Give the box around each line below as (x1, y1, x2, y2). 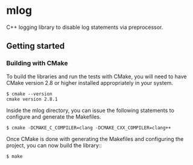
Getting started (6, 41, 65, 51)
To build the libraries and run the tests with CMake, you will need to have (6, 73, 187, 80)
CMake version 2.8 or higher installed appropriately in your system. (6, 79, 174, 86)
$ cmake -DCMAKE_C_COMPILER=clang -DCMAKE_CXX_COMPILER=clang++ (6, 125, 171, 131)
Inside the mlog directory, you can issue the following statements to (6, 107, 175, 114)
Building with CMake (6, 59, 68, 67)
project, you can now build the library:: (6, 142, 103, 149)
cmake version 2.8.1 (6, 96, 59, 102)
